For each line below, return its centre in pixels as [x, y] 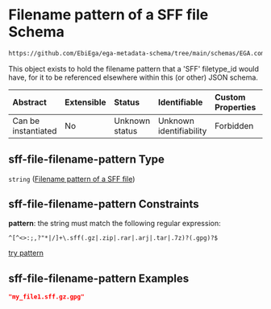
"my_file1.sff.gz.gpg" [46, 297]
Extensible [85, 102]
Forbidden [234, 126]
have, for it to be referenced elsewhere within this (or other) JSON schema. [133, 77]
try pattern [26, 253]
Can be [26, 121]
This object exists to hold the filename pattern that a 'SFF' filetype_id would [134, 68]
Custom [230, 97]
